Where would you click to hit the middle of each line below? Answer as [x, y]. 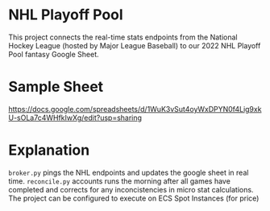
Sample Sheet [56, 87]
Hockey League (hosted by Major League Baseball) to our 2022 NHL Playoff [135, 45]
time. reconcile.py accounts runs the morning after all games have [120, 181]
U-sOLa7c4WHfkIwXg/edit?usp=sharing [75, 118]
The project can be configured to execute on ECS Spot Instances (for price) [134, 198]
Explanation [49, 150]
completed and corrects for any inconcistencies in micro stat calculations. [131, 189]
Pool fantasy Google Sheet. [54, 54]
